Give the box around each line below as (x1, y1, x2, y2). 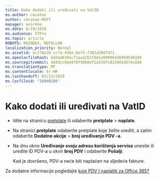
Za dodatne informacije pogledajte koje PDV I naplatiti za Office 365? (5, 168, 150, 174)
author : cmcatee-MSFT (5, 17, 51, 22)
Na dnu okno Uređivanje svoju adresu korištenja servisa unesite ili (12, 142, 154, 148)
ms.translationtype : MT (5, 64, 56, 69)
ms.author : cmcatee (5, 12, 47, 17)
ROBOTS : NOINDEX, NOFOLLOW (5, 41, 62, 46)
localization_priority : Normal (5, 45, 72, 50)
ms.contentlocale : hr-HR (5, 69, 58, 74)
